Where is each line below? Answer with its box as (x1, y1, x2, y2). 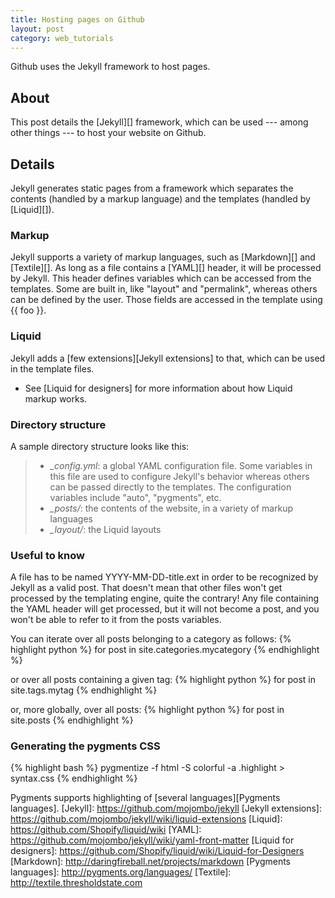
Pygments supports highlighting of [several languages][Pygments (10, 792, 281, 804)
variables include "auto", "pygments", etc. (49, 491, 222, 503)
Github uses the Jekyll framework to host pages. (10, 61, 211, 73)
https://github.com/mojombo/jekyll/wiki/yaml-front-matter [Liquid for (10, 834, 295, 846)
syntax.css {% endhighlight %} (10, 772, 138, 785)
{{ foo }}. (10, 304, 47, 316)
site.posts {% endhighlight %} (10, 714, 134, 726)
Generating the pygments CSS (10, 739, 161, 753)
